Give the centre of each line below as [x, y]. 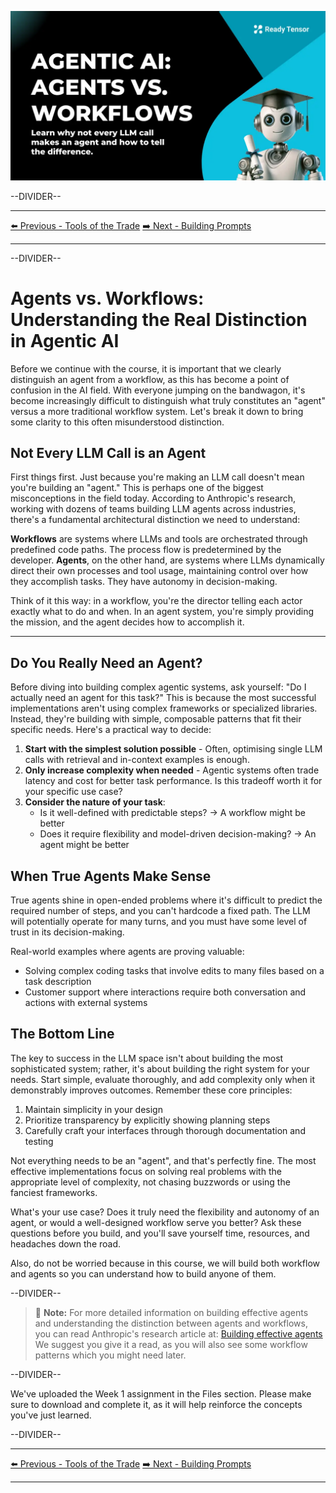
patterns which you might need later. [110, 1355]
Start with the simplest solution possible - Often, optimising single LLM [173, 749]
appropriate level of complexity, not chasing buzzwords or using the [150, 1182]
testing [39, 1141]
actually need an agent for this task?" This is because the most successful [163, 698]
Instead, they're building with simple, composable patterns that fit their [156, 719]
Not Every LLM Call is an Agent [108, 453]
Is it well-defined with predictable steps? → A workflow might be [172, 813]
